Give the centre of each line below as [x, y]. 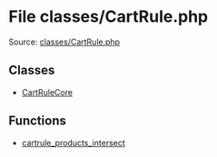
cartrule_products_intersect [74, 142]
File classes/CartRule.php [108, 17]
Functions [38, 121]
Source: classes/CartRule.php [64, 42]
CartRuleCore [47, 92]
